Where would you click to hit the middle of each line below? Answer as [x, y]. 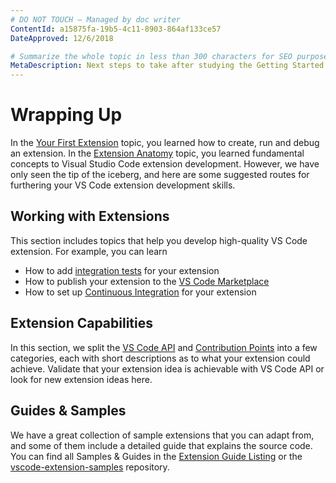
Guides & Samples [68, 411]
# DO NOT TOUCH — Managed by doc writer [96, 19]
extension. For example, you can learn [89, 251]
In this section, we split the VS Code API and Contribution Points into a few [164, 347]
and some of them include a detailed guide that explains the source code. [161, 445]
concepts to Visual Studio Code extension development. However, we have [165, 164]
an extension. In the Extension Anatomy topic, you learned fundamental [157, 153]
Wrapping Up [66, 115]
